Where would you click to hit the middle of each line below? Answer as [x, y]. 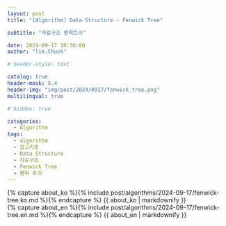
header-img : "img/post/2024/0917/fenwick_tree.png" [83, 90]
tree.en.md [23, 215]
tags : [15, 134]
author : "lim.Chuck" [37, 52]
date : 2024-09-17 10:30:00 [46, 45]
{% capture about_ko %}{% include [58, 193]
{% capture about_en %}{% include [58, 208]
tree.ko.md [23, 200]
